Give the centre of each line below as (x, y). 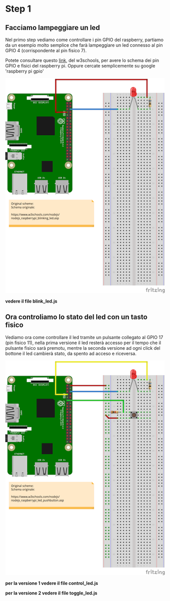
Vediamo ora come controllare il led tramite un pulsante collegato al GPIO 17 (84, 337)
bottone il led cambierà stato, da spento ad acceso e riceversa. (71, 353)
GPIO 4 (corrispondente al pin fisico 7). (46, 51)
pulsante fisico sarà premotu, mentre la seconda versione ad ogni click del (83, 348)
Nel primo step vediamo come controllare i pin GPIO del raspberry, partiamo (84, 40)
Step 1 (18, 9)
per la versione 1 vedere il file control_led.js (52, 583)
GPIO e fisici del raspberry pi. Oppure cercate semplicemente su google (80, 66)
